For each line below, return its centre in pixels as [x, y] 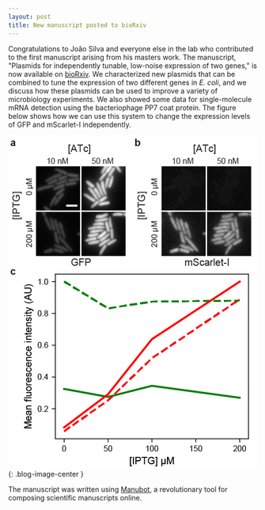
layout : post [30, 17]
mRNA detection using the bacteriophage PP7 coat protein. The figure [122, 108]
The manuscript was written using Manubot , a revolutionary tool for [118, 489]
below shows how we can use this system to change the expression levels [129, 116]
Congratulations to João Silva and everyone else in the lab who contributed [131, 48]
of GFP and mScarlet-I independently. [70, 124]
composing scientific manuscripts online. [75, 497]
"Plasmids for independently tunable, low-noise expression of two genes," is [132, 65]
